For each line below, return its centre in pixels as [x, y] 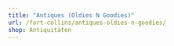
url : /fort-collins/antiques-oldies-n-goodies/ [87, 23]
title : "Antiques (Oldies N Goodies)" [71, 15]
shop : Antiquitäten [40, 30]
